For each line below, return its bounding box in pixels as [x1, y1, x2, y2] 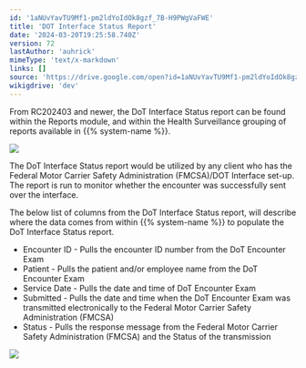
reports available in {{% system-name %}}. [9, 125, 171, 137]
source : [9, 73, 39, 82]
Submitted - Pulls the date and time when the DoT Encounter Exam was [22, 292, 291, 303]
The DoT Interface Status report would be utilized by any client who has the [9, 160, 293, 171]
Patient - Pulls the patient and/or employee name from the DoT [22, 263, 259, 274]
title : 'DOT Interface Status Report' [9, 22, 157, 31]
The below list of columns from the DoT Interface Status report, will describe [9, 207, 297, 218]
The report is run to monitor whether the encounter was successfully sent [9, 179, 287, 190]
